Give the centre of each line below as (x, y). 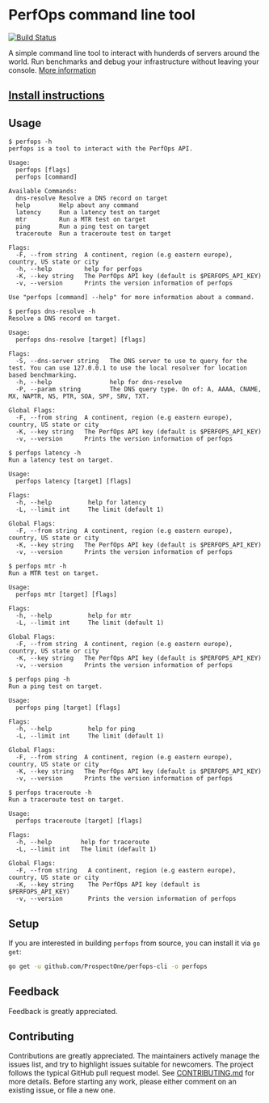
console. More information (53, 70)
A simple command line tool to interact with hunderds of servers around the (134, 53)
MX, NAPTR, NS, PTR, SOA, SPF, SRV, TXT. (79, 397)
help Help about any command (77, 205)
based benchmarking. (43, 375)
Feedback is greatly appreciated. (63, 1011)
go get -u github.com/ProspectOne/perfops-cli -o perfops (108, 966)
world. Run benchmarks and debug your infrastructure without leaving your (134, 61)
